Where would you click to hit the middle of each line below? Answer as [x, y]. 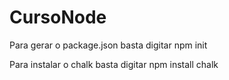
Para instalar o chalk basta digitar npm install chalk [114, 64]
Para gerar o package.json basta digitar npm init [108, 45]
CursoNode [58, 17]
